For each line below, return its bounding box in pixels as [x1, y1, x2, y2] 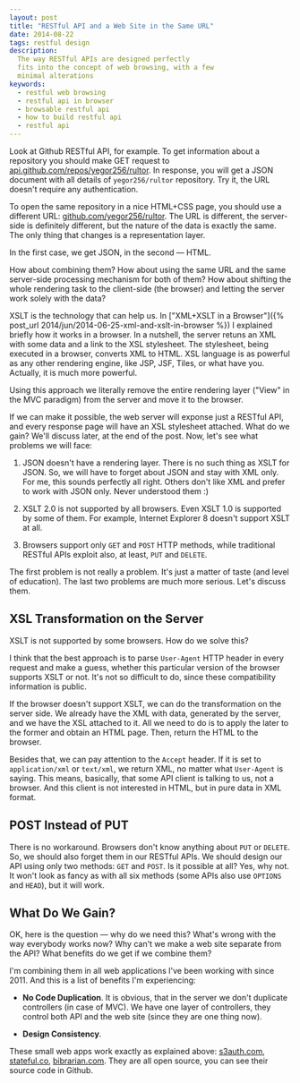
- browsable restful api [17, 105, 110, 114]
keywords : [9, 80, 47, 89]
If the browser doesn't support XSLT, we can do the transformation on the [9, 698, 282, 709]
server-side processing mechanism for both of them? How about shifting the [9, 274, 292, 285]
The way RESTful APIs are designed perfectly [17, 55, 191, 64]
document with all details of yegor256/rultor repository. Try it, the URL [9, 175, 270, 184]
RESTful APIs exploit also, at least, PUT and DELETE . [21, 550, 208, 559]
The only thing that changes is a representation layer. [9, 230, 206, 240]
